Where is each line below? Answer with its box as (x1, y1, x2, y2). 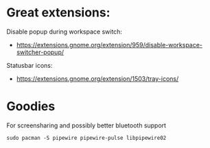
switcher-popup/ (16, 48, 65, 56)
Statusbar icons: (6, 61, 53, 69)
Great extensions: (6, 5, 110, 21)
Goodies (6, 99, 56, 114)
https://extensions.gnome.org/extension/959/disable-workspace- (16, 40, 203, 49)
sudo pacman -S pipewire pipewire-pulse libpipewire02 (6, 134, 167, 141)
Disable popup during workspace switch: (6, 27, 123, 36)
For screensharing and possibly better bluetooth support (6, 121, 166, 129)
